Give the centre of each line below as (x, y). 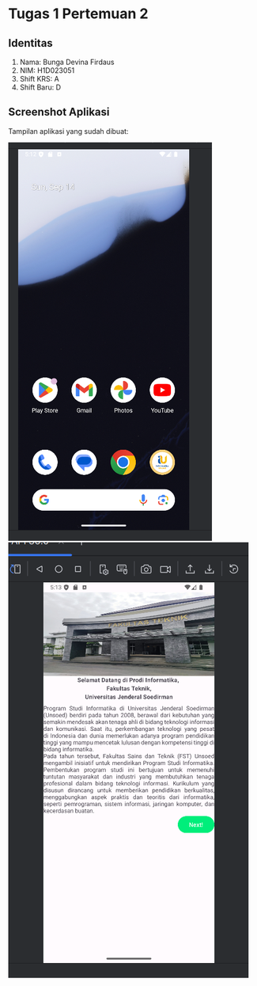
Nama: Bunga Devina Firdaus (67, 62)
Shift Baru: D (40, 87)
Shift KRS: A (39, 79)
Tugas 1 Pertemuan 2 (78, 14)
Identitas (30, 43)
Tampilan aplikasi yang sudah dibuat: (68, 131)
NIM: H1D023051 (47, 70)
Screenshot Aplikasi (59, 112)
